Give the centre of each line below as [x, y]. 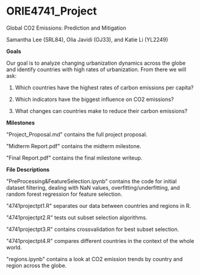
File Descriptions [28, 169]
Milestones [20, 123]
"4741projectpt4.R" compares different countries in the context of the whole [100, 241]
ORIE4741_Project [52, 11]
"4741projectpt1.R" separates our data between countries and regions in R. [99, 205]
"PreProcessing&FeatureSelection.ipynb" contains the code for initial [92, 181]
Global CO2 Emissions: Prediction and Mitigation [66, 28]
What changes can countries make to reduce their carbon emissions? [101, 111]
